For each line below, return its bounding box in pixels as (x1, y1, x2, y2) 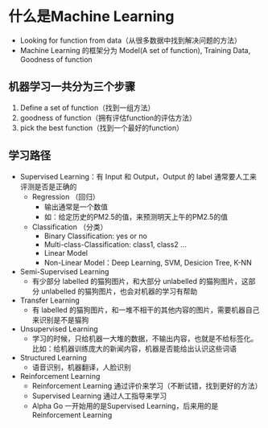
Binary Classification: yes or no (43, 231, 147, 241)
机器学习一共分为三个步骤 (8, 80, 135, 93)
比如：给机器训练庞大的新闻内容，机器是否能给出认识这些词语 (31, 344, 237, 353)
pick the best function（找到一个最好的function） (19, 122, 183, 133)
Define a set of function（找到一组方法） (19, 102, 155, 113)
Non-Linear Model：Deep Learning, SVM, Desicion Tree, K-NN (43, 257, 252, 267)
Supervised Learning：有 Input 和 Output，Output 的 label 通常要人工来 (19, 171, 258, 181)
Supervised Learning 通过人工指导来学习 (31, 391, 167, 401)
